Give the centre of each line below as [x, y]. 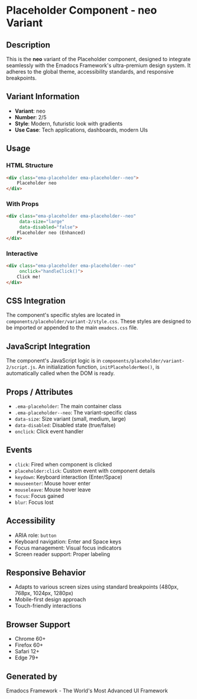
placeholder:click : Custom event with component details [85, 471]
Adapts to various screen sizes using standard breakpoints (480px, [96, 587]
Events [19, 450]
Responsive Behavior [46, 573]
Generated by [32, 676]
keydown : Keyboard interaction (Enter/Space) [68, 477]
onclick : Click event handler [49, 431]
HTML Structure [30, 166]
